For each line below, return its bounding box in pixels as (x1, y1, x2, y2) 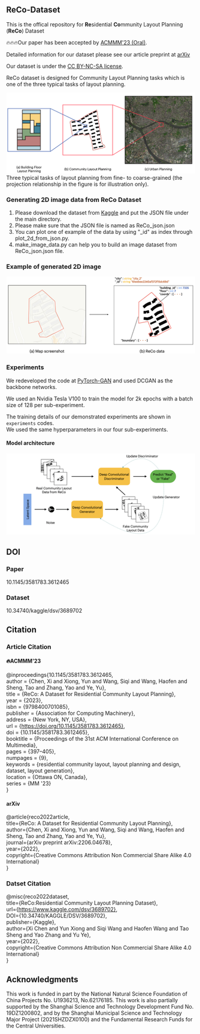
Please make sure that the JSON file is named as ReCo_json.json (14, 222, 175, 229)
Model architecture (6, 439, 55, 447)
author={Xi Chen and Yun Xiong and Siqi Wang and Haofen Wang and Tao (6, 925, 189, 932)
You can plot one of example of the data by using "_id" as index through (14, 228, 193, 235)
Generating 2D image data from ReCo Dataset (6, 195, 142, 204)
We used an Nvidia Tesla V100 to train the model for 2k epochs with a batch (6, 395, 193, 402)
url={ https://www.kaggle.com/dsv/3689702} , (6, 906, 118, 913)
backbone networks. (6, 383, 57, 390)
